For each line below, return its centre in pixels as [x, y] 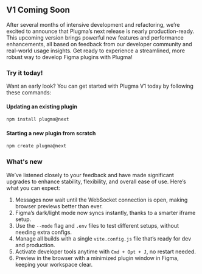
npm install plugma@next [38, 119]
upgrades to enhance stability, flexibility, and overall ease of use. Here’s [96, 181]
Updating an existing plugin [42, 107]
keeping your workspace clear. [54, 264]
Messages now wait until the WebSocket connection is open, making [101, 200]
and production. [35, 245]
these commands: [29, 93]
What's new [24, 162]
